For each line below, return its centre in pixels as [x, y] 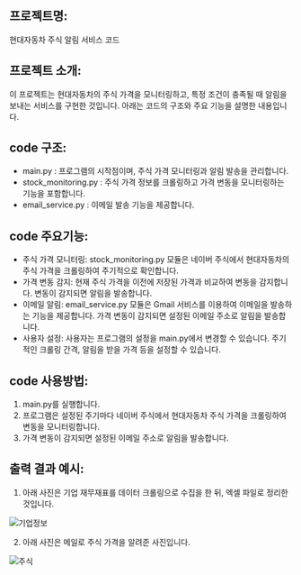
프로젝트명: [39, 16]
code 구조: [38, 148]
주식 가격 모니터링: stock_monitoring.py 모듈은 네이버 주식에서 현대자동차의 [156, 260]
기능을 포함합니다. [53, 194]
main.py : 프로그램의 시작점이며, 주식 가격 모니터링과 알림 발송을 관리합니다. [155, 171]
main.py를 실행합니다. [61, 405]
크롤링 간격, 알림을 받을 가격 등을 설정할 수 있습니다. [130, 350]
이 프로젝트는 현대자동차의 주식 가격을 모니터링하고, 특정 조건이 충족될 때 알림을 [148, 94]
